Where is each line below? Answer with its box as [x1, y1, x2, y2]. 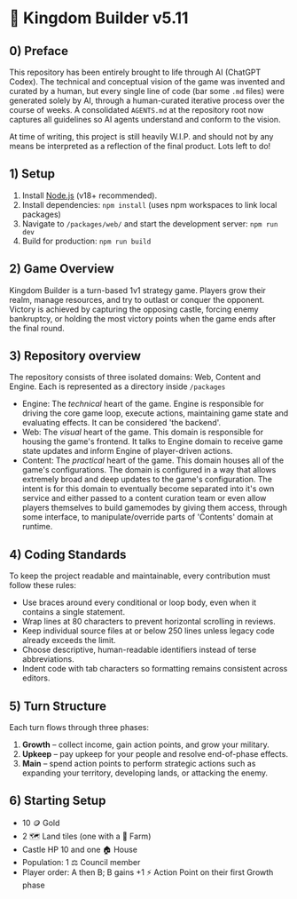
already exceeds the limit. [21, 635, 117, 646]
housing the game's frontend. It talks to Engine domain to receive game [21, 436, 284, 447]
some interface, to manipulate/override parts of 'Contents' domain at [21, 512, 274, 522]
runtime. [21, 521, 53, 532]
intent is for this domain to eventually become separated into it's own [21, 483, 275, 494]
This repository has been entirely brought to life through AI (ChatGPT [9, 67, 262, 77]
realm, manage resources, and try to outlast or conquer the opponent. [9, 294, 264, 305]
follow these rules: [9, 580, 77, 591]
